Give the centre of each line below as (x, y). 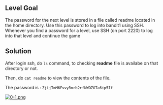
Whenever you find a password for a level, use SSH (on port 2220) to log (79, 30)
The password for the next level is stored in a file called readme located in (80, 20)
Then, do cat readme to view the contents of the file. (58, 78)
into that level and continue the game (43, 35)
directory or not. (22, 68)
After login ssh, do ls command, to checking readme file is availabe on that (82, 63)
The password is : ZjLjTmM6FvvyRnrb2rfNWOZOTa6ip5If (59, 87)
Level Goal (22, 8)
